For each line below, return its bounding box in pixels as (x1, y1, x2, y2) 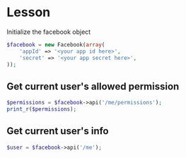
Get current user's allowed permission (6, 80, 180, 92)
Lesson (6, 4, 51, 20)
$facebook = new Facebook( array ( (6, 41, 105, 48)
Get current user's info (6, 125, 109, 138)
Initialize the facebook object (6, 28, 91, 36)
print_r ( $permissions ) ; (6, 106, 77, 113)
